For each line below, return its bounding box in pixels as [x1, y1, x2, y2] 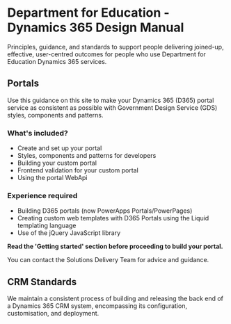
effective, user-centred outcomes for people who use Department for [7, 50, 207, 58]
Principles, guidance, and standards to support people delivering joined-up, [7, 42, 224, 51]
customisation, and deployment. [7, 309, 99, 318]
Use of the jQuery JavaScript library [17, 229, 121, 237]
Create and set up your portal [17, 144, 102, 152]
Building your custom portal [17, 159, 97, 168]
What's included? [7, 128, 68, 138]
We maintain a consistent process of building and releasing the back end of [7, 294, 224, 303]
